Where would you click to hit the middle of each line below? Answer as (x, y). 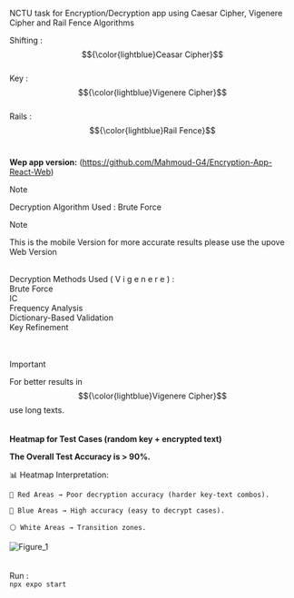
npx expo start (38, 584)
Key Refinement (39, 327)
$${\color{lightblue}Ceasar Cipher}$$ (152, 54)
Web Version (33, 252)
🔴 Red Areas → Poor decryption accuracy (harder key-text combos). (140, 495)
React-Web (30, 172)
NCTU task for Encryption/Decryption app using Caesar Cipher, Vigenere (146, 13)
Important (28, 364)
